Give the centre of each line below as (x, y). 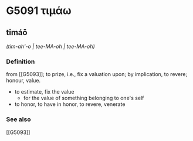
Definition (21, 61)
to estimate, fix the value (44, 92)
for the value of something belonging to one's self (84, 98)
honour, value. (23, 81)
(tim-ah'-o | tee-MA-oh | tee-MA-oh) (50, 46)
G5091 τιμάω (39, 11)
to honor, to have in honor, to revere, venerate (70, 104)
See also (18, 119)
